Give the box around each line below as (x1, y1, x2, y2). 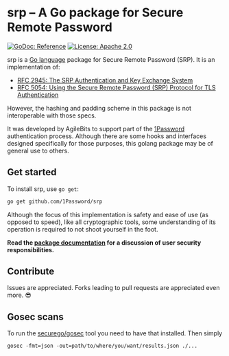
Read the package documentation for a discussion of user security (7, 238, 202, 247)
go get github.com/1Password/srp (7, 198, 103, 205)
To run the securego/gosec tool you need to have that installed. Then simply (7, 329, 223, 337)
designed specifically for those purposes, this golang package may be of (7, 139, 214, 147)
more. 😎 (7, 291, 32, 300)
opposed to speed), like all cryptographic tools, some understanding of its (7, 218, 216, 226)
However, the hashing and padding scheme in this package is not (7, 104, 192, 112)
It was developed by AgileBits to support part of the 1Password (7, 124, 185, 133)
